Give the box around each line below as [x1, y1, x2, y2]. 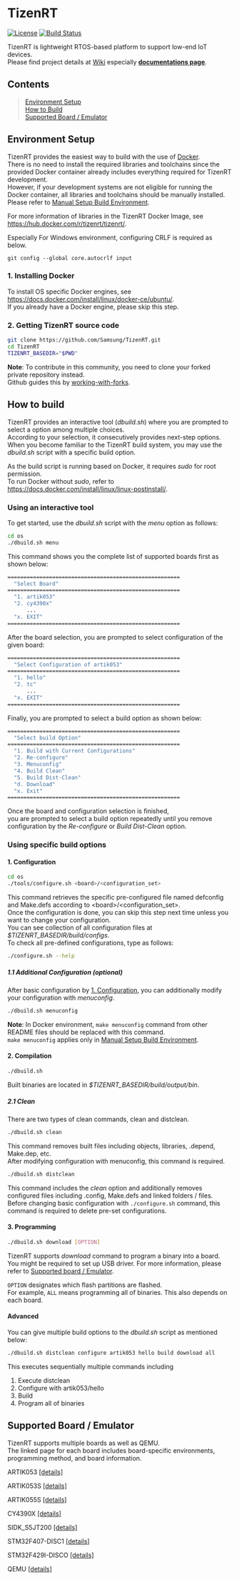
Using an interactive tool [7, 502, 94, 512]
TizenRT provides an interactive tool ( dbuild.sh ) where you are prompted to [7, 417, 228, 426]
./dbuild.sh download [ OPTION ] [7, 1238, 101, 1246]
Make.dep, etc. [7, 1149, 51, 1158]
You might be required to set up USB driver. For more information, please [7, 1259, 222, 1268]
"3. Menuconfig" [14, 761, 62, 768]
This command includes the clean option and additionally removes [7, 1183, 203, 1192]
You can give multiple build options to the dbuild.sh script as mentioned [7, 1328, 218, 1336]
